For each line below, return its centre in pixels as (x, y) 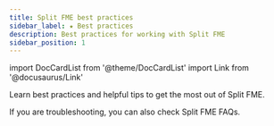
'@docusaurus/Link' (46, 78)
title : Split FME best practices (71, 17)
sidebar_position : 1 (48, 42)
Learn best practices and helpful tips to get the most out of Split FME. (137, 95)
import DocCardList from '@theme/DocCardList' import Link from (129, 68)
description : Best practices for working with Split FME (117, 34)
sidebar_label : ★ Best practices (71, 26)
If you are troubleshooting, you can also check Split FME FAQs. (125, 112)
